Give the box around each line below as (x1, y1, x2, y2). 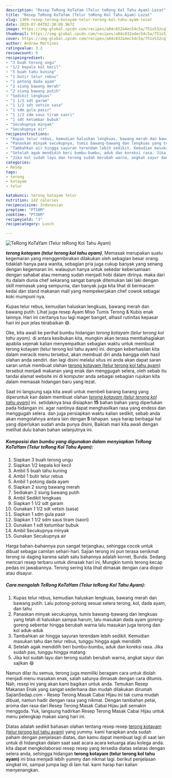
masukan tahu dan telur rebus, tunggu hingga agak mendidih (13, 638, 142, 644)
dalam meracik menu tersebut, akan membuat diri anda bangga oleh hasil (6, 351, 160, 358)
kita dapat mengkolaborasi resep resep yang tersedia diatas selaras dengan (6, 745, 165, 751)
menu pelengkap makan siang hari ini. (6, 713, 86, 720)
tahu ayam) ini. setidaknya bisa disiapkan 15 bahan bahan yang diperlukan (6, 399, 163, 406)
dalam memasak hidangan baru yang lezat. (6, 379, 96, 385)
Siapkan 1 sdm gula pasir (13, 511, 66, 517)
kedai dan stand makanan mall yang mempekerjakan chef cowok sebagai (6, 288, 160, 295)
